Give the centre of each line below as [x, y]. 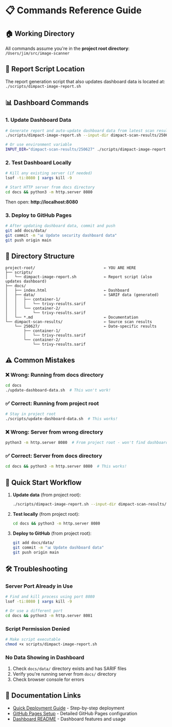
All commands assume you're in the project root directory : [67, 48]
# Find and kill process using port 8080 [50, 597]
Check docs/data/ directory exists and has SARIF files [70, 668]
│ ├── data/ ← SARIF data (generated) [82, 295]
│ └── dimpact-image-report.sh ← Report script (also [79, 277]
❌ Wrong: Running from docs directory [55, 375]
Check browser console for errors [48, 679]
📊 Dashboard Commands [47, 103]
